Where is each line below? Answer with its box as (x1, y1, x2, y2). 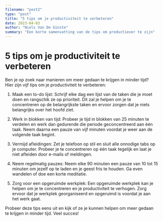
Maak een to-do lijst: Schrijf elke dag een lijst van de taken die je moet (12, 91, 153, 97)
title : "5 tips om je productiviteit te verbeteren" (5, 16, 114, 21)
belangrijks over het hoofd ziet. (12, 107, 75, 112)
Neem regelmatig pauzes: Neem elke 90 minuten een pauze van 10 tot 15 (12, 160, 158, 166)
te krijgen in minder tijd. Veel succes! (5, 210, 79, 216)
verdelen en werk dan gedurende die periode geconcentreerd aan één (12, 121, 153, 127)
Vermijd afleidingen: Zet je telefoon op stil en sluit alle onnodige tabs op (12, 141, 156, 147)
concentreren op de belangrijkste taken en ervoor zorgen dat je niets (12, 101, 150, 107)
